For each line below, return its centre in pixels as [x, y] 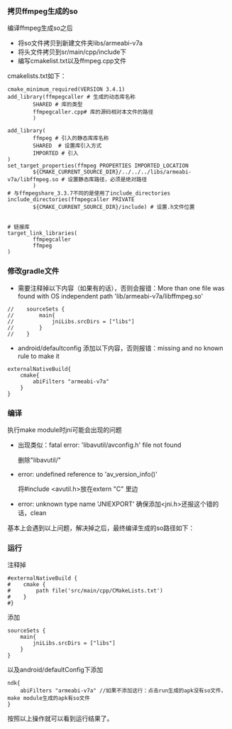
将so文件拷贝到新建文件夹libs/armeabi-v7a [80, 43]
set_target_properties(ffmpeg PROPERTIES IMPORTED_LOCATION [98, 166]
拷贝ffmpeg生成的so [43, 11]
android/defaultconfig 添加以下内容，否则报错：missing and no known [120, 348]
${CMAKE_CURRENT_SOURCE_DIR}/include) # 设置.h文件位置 [114, 207]
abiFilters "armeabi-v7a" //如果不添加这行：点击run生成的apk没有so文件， [123, 691]
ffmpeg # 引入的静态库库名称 [71, 139]
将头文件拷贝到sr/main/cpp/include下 [72, 52]
